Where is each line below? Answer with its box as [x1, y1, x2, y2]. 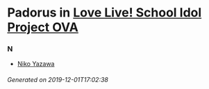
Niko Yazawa [17, 60, 55, 68]
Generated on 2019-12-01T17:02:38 [7, 76, 109, 84]
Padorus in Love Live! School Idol [7, 5, 202, 21]
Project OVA [7, 19, 78, 35]
